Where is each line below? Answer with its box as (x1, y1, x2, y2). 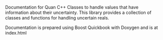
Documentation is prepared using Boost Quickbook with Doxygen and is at (5, 24, 158, 30)
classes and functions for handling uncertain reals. (5, 15, 110, 20)
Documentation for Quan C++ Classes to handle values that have (5, 4, 139, 10)
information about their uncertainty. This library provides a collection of (5, 9, 152, 15)
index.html (5, 30, 27, 35)
